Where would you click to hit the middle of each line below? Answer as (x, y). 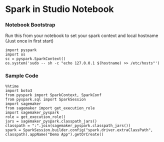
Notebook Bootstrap (30, 25)
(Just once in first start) (29, 41)
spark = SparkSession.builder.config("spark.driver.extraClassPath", (79, 130)
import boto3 (19, 90)
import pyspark (21, 50)
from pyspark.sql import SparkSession (45, 99)
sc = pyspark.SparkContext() (35, 59)
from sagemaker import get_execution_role (50, 108)
